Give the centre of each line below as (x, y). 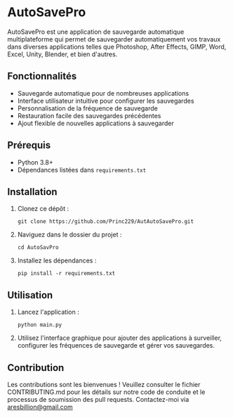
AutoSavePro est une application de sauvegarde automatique (96, 32)
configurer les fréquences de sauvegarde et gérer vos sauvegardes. (116, 346)
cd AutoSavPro (38, 248)
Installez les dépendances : (57, 260)
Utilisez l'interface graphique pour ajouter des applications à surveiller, (120, 338)
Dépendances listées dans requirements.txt (82, 170)
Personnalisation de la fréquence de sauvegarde (87, 108)
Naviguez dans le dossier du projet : (69, 235)
